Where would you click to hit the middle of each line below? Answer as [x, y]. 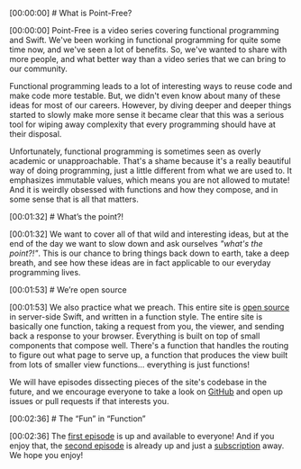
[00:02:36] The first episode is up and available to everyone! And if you [142, 436]
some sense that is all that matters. [74, 199]
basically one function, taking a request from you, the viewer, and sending [147, 326]
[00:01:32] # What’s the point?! [67, 216]
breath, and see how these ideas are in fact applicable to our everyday [140, 263]
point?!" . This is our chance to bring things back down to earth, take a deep [150, 253]
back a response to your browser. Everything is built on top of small [135, 336]
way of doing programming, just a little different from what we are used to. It [151, 171]
